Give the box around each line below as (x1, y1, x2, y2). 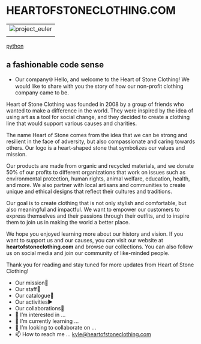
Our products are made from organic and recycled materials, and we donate (6, 162, 194, 169)
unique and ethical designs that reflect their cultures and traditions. (6, 188, 172, 195)
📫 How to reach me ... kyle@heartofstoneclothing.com (14, 330, 151, 337)
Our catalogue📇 (14, 292, 54, 299)
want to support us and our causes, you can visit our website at (6, 236, 163, 244)
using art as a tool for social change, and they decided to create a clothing (6, 113, 190, 120)
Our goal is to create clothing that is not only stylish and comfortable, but (6, 199, 187, 206)
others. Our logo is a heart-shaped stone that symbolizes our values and (6, 144, 185, 151)
